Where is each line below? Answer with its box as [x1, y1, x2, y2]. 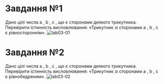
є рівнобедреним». [5, 73, 45, 79]
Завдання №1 [5, 3, 63, 14]
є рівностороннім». [5, 29, 46, 35]
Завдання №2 [5, 47, 65, 58]
